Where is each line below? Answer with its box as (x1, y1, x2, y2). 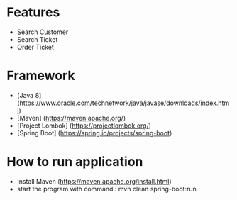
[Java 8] (16, 91, 42, 99)
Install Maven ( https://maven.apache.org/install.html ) (16, 177, 172, 185)
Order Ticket (16, 43, 55, 51)
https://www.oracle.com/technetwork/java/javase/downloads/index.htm (19, 99, 230, 107)
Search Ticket (16, 35, 58, 43)
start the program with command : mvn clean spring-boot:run (16, 184, 197, 193)
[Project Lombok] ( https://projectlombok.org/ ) (16, 121, 152, 130)
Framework (6, 68, 75, 84)
